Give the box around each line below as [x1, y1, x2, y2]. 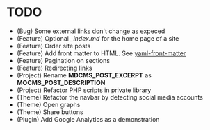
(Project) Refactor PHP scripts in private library [16, 86, 152, 94]
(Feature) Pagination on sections [16, 56, 111, 64]
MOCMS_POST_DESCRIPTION [16, 78, 106, 86]
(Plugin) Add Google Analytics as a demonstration [16, 115, 160, 123]
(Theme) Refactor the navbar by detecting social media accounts [16, 93, 203, 101]
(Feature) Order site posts [16, 41, 91, 50]
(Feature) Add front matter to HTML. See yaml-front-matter [16, 49, 186, 57]
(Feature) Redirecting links [16, 64, 92, 72]
